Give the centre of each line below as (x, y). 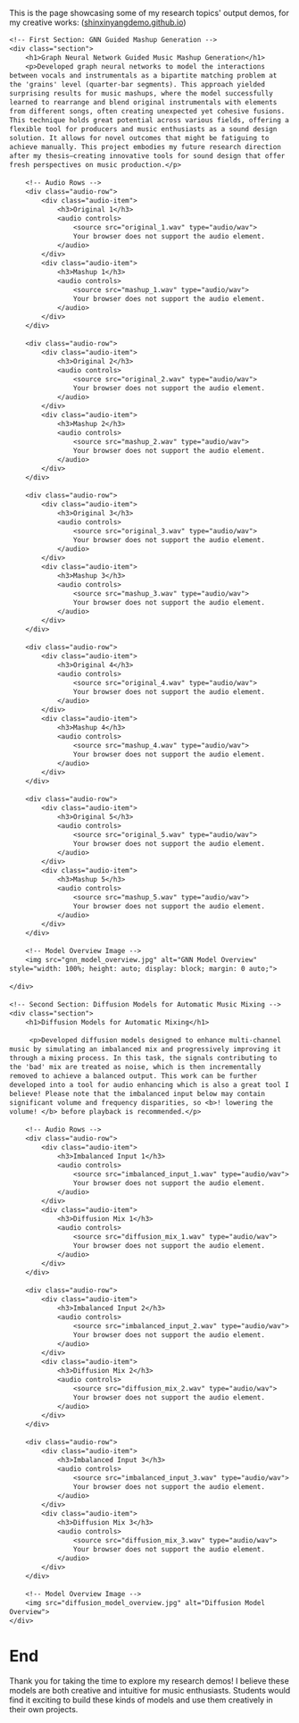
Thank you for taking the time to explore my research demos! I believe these (149, 1681)
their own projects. (44, 1709)
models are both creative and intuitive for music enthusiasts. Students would (150, 1690)
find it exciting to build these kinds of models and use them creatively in (141, 1700)
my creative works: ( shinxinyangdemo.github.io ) (98, 22)
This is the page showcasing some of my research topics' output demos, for (149, 13)
